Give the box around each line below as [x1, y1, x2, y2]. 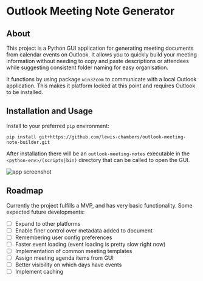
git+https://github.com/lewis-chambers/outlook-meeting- [38, 134, 187, 140]
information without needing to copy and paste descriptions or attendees [6, 58, 190, 64]
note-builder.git [6, 139, 50, 145]
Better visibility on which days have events [15, 261, 122, 268]
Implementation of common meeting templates [15, 247, 132, 254]
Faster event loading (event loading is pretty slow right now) [15, 240, 166, 248]
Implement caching [15, 268, 64, 276]
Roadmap [6, 186, 44, 196]
